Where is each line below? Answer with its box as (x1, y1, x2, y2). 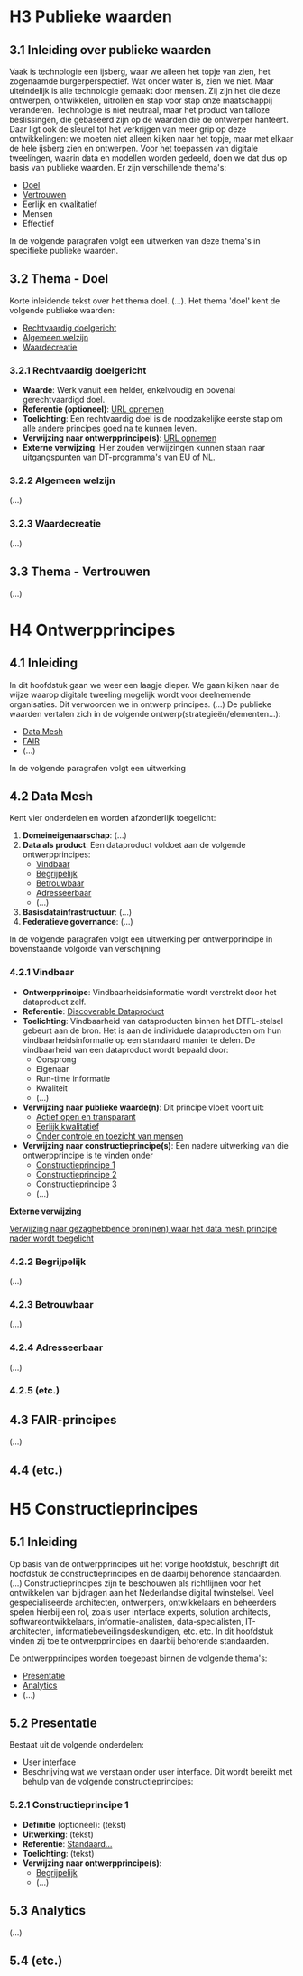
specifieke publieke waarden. (9, 246, 119, 256)
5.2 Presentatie (9, 1716, 97, 1731)
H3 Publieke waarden (9, 6, 173, 27)
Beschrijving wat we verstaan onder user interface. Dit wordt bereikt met (22, 1766, 293, 1777)
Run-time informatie (35, 1073, 111, 1084)
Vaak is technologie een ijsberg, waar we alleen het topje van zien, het (9, 66, 271, 77)
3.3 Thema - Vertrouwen (9, 564, 151, 580)
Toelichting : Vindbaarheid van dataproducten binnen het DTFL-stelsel (22, 1015, 284, 1026)
